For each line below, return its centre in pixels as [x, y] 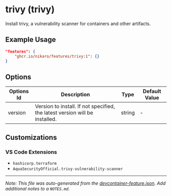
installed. [46, 119]
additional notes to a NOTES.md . [38, 188]
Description [76, 95]
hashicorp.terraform [35, 163]
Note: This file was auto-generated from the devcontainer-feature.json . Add [85, 183]
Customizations [31, 137]
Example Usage [31, 40]
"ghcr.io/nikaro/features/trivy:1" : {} [57, 56]
